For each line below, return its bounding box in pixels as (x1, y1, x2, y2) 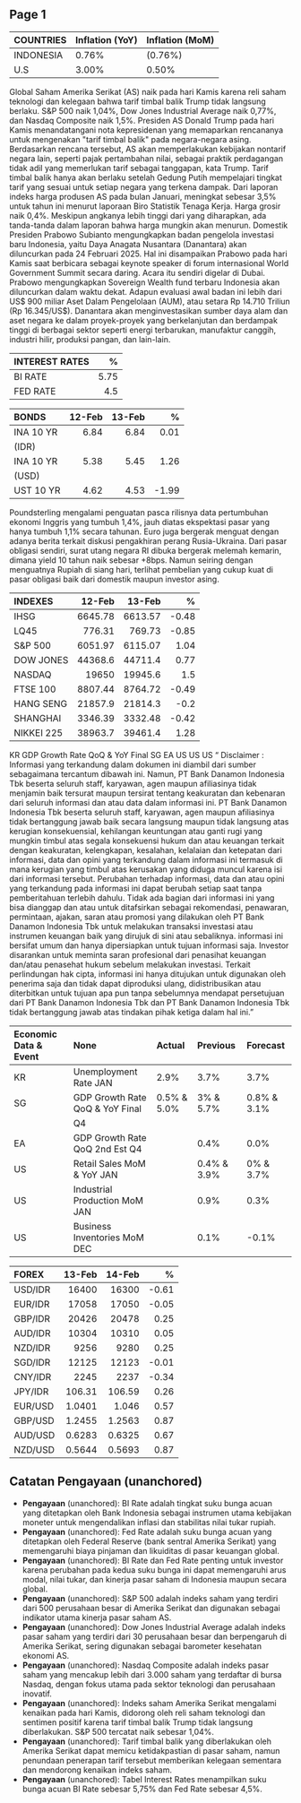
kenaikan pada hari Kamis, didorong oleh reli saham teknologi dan (21, 1707, 266, 1718)
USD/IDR (13, 1283, 51, 1296)
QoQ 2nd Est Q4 (73, 1143, 142, 1155)
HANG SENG (13, 697, 68, 710)
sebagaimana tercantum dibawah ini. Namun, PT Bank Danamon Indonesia (9, 768, 285, 779)
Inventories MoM (73, 1231, 145, 1244)
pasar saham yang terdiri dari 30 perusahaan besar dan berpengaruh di (21, 1631, 287, 1642)
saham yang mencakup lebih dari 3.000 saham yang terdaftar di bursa (21, 1669, 282, 1679)
